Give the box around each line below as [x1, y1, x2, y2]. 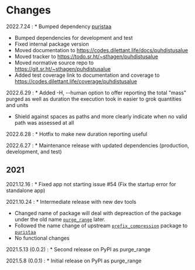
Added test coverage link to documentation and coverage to [14, 71, 160, 78]
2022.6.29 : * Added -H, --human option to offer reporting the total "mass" [6, 89, 186, 96]
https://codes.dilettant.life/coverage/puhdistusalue [14, 77, 138, 85]
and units [6, 101, 29, 108]
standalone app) [6, 187, 46, 194]
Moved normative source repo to [14, 59, 94, 66]
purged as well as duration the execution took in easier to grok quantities [6, 95, 182, 102]
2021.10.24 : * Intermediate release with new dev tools [6, 198, 136, 205]
